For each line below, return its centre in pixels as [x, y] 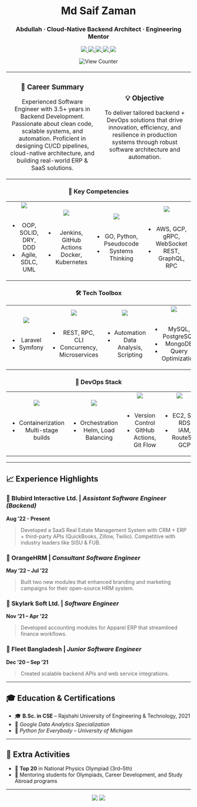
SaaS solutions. [52, 168]
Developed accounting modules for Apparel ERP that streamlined [99, 627]
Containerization [42, 423]
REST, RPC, [79, 333]
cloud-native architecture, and [52, 153]
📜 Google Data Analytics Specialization [62, 724]
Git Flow [145, 445]
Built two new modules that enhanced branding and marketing [96, 582]
